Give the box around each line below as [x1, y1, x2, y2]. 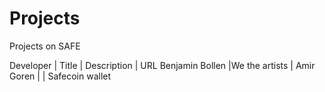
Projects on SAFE [9, 40, 81, 52]
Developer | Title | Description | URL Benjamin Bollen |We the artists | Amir [9, 59, 316, 71]
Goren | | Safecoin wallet [9, 70, 112, 82]
